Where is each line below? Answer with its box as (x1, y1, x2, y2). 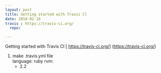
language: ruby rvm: (12, 58, 54, 64)
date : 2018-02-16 (5, 16, 41, 21)
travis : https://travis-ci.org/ (5, 21, 74, 26)
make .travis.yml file (12, 53, 53, 59)
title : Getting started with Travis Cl (5, 12, 87, 17)
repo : (9, 26, 21, 31)
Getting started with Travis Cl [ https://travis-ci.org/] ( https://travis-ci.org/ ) (5, 43, 157, 49)
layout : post (5, 7, 32, 12)
